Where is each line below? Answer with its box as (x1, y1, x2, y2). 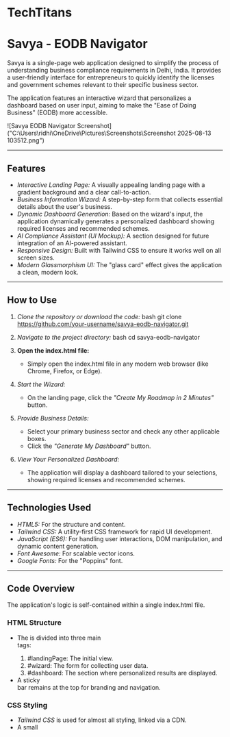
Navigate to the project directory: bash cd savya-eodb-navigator (16, 333, 201, 341)
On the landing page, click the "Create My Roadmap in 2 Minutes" (27, 393, 214, 401)
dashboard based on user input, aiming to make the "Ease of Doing (7, 101, 196, 110)
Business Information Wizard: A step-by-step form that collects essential (16, 195, 223, 203)
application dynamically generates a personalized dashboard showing (16, 217, 215, 225)
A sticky (16, 676, 40, 684)
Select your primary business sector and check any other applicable (27, 427, 220, 436)
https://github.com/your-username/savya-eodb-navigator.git (16, 320, 189, 328)
